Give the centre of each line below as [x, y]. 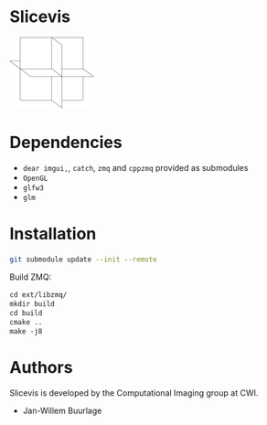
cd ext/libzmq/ [38, 294]
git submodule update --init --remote [83, 259]
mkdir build [32, 303]
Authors [41, 367]
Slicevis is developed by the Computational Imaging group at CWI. [134, 393]
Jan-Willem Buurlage [62, 410]
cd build [26, 313]
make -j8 [26, 331]
